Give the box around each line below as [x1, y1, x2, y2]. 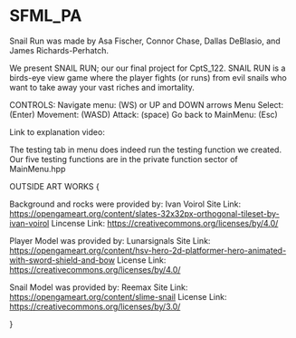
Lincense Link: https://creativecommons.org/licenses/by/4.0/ [51, 217, 279, 228]
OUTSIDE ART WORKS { [9, 180, 100, 191]
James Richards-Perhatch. [9, 44, 109, 55]
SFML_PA [9, 5, 82, 26]
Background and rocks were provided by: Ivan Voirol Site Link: [9, 198, 242, 209]
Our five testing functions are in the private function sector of [9, 153, 238, 164]
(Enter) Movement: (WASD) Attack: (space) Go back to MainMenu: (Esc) [9, 109, 278, 120]
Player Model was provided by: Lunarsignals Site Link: [9, 235, 211, 246]
